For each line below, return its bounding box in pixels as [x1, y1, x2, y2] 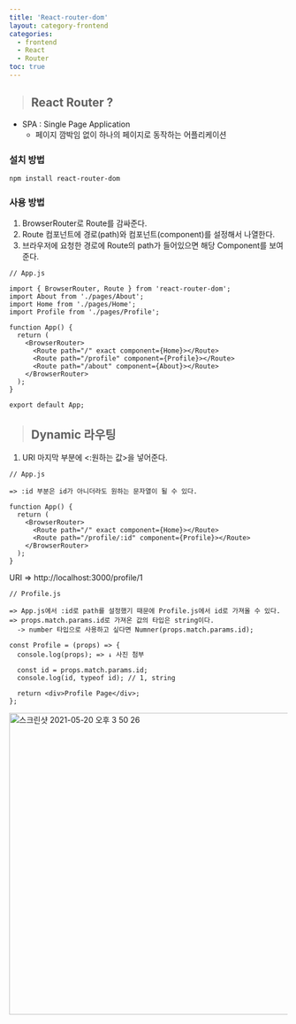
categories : [9, 29, 53, 38]
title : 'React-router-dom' [9, 12, 109, 22]
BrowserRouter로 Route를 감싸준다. [21, 218, 148, 229]
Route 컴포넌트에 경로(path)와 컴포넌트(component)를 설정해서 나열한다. [21, 229, 276, 240]
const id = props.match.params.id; [17, 666, 148, 675]
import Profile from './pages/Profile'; [9, 307, 161, 317]
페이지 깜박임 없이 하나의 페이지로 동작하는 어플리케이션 [34, 129, 227, 140]
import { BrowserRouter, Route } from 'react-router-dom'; [9, 284, 231, 293]
